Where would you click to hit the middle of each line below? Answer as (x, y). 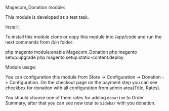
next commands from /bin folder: (40, 42)
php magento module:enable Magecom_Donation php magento (71, 52)
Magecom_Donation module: (35, 7)
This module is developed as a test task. (47, 17)
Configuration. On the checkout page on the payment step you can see (83, 82)
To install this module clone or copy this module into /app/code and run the (83, 37)
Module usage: (21, 67)
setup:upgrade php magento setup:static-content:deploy (65, 57)
